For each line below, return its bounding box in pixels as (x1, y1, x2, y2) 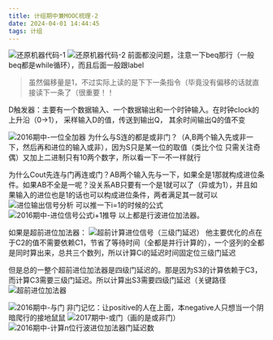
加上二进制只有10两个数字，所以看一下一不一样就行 (29, 153, 201, 162)
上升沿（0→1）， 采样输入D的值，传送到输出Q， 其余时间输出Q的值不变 (8, 115, 246, 125)
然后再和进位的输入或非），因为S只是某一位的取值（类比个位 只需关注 (22, 143, 253, 153)
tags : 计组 (8, 27, 43, 35)
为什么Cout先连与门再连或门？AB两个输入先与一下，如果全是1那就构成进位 (8, 170, 258, 179)
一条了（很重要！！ (50, 88, 115, 97)
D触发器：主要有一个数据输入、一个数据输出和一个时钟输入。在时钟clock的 (8, 105, 260, 114)
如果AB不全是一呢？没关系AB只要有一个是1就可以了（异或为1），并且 (22, 180, 251, 190)
